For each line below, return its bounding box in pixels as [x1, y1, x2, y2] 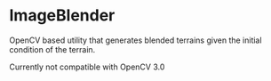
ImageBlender [9, 5, 116, 26]
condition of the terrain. [9, 44, 96, 54]
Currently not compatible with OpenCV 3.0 [9, 61, 165, 72]
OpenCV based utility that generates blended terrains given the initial [9, 35, 262, 45]
